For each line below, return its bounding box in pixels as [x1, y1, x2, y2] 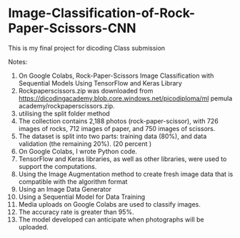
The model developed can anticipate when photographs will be [18, 215, 204, 224]
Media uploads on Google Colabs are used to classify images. [18, 200, 201, 208]
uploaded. [18, 222, 49, 231]
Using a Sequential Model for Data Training [18, 192, 146, 201]
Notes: [8, 57, 28, 66]
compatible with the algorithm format [18, 177, 128, 186]
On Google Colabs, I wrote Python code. [18, 147, 138, 155]
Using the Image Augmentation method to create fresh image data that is [18, 170, 234, 178]
